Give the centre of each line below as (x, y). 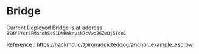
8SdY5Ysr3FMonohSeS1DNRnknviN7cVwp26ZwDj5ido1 (66, 33)
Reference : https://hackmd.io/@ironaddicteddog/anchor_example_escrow (100, 44)
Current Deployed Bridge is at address (54, 28)
